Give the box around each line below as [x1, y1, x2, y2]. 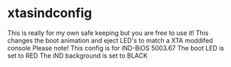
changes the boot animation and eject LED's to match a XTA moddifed [7, 36, 213, 44]
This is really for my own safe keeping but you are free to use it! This [7, 29, 209, 37]
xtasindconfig [7, 5, 93, 21]
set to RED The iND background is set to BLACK [7, 51, 148, 60]
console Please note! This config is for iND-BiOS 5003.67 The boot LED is [7, 43, 225, 52]
